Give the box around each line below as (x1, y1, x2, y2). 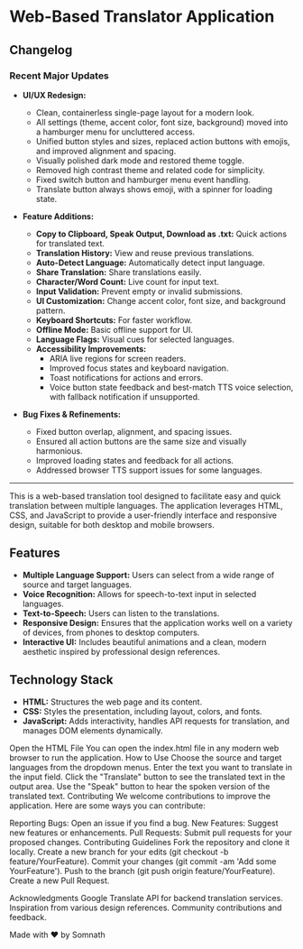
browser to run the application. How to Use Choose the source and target (9, 751, 282, 763)
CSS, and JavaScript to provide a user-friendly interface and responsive (9, 510, 278, 521)
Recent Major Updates (9, 69, 110, 82)
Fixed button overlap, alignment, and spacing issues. (35, 426, 233, 437)
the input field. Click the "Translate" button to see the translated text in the (9, 771, 286, 782)
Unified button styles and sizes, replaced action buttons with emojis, (35, 135, 290, 146)
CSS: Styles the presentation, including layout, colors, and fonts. (22, 705, 263, 716)
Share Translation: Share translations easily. (35, 266, 202, 277)
